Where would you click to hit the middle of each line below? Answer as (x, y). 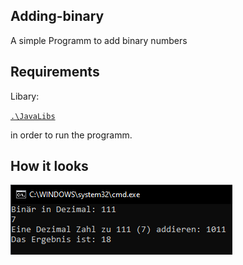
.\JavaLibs (33, 116)
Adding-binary (57, 16)
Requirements (55, 72)
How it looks (49, 166)
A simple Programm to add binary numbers (99, 40)
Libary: (25, 96)
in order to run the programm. (71, 135)
